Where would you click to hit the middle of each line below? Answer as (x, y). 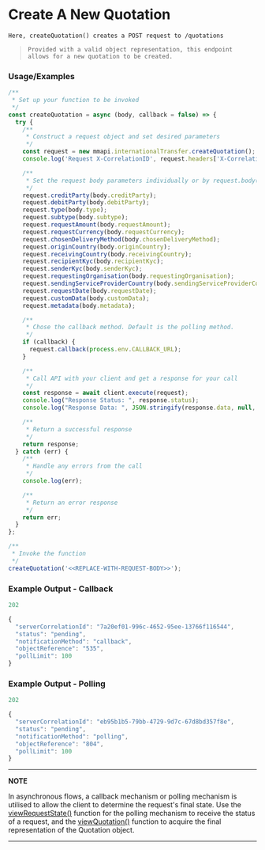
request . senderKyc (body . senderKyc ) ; (83, 269)
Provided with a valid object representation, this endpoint (130, 49)
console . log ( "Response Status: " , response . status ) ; (111, 400)
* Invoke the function (49, 554)
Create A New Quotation (90, 15)
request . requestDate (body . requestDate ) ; (90, 290)
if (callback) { (49, 342)
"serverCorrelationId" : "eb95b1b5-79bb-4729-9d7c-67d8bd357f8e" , (125, 722)
